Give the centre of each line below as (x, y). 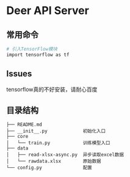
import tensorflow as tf (38, 55)
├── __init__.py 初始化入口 (56, 131)
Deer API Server (48, 11)
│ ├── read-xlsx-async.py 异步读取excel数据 (65, 155)
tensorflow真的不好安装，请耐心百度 (52, 89)
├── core (17, 137)
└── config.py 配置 (49, 168)
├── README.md (24, 125)
